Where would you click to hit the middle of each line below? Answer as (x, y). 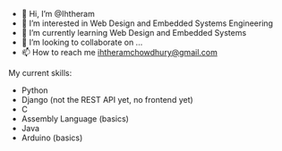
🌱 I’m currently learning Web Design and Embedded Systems (134, 33)
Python (34, 90)
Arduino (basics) (52, 138)
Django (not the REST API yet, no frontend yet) (107, 100)
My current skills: (40, 73)
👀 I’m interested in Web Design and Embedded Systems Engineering (147, 23)
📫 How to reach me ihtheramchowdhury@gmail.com (120, 52)
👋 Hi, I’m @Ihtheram (58, 14)
